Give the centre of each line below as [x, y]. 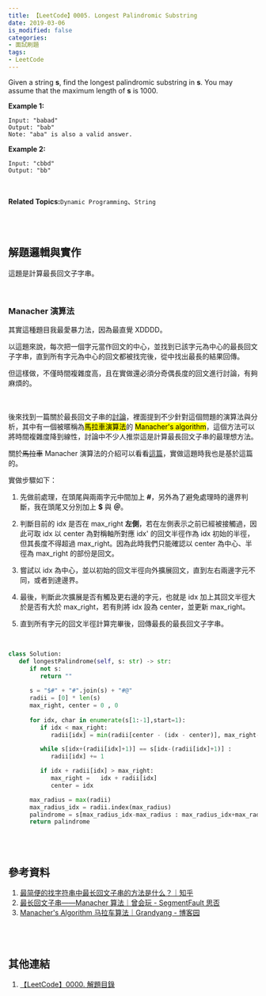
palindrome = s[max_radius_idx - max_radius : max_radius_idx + [132, 815]
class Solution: [35, 654]
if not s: [45, 669]
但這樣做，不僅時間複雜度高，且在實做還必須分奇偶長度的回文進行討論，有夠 [133, 373]
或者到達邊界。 [58, 580]
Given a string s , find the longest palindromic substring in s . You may [121, 82]
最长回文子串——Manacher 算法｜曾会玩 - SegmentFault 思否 [120, 903]
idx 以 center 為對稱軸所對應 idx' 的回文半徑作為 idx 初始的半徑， [148, 533]
